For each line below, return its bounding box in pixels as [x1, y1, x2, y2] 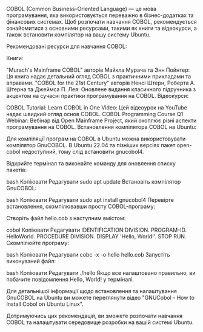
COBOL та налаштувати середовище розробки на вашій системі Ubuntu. [6, 319, 194, 326]
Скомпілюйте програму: [6, 240, 70, 246]
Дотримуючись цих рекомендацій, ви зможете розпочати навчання [6, 313, 183, 319]
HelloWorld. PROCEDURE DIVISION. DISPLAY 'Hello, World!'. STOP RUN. [6, 233, 187, 240]
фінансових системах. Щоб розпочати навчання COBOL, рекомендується [6, 18, 197, 25]
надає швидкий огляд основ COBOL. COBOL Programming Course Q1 [6, 111, 184, 117]
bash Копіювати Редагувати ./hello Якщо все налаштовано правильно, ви [6, 269, 196, 276]
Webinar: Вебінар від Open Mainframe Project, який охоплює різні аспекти [6, 117, 197, 124]
